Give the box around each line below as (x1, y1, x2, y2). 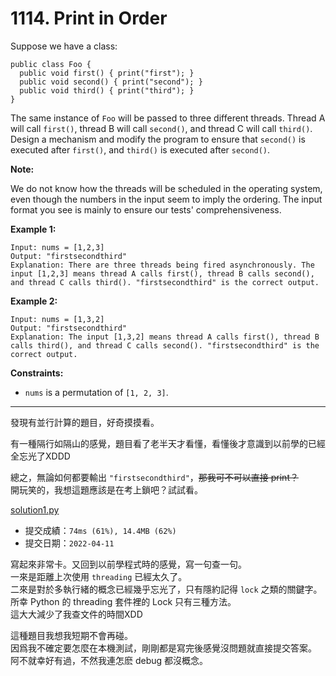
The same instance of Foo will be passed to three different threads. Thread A (10, 112, 326, 124)
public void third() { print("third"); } (19, 85, 195, 96)
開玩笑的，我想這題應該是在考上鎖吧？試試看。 (10, 483, 203, 496)
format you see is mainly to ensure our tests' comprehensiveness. (10, 203, 282, 216)
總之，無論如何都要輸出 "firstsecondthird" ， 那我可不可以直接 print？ (10, 471, 299, 483)
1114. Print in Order (10, 7, 168, 30)
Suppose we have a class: (10, 40, 118, 52)
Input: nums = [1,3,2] (10, 314, 105, 324)
